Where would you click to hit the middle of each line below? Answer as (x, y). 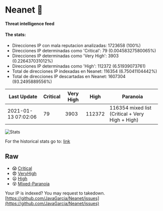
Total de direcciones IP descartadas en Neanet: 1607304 (69, 76)
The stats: (16, 35)
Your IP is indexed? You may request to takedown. (55, 193)
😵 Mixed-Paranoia (31, 183)
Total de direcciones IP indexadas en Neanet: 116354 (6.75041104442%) (84, 71)
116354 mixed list (130, 108)
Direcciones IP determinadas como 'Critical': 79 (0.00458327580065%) (84, 50)
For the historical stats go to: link (38, 141)
